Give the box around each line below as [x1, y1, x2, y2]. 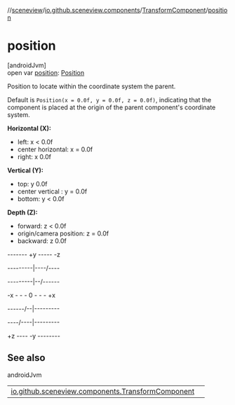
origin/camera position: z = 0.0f [17, 229, 109, 238]
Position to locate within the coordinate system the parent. [7, 82, 176, 90]
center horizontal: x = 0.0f [17, 145, 93, 153]
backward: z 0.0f [17, 236, 67, 245]
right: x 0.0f [17, 152, 51, 160]
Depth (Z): [7, 208, 38, 217]
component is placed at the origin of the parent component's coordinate [7, 103, 216, 111]
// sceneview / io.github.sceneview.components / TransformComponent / [7, 6, 208, 14]
